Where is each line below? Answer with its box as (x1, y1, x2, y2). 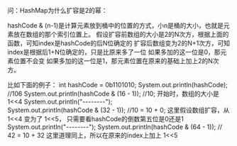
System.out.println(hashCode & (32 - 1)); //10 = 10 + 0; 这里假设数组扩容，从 (7, 106, 230, 114)
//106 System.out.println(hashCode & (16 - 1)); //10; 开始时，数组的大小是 (7, 89, 220, 98)
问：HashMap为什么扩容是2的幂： (7, 6, 108, 14)
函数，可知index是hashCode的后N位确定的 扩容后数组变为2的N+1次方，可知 (7, 39, 231, 47)
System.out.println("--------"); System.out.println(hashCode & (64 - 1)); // (7, 123, 223, 131)
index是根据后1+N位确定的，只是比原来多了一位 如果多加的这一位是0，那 (7, 48, 221, 56)
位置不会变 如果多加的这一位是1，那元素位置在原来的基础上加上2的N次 (13, 57, 219, 65)
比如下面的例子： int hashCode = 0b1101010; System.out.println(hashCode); (7, 81, 228, 89)
